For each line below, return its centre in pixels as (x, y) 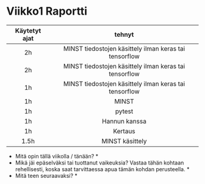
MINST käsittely (124, 141)
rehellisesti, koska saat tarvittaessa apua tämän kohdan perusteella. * (102, 169)
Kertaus (124, 131)
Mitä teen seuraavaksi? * (46, 175)
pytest (124, 111)
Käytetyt (28, 31)
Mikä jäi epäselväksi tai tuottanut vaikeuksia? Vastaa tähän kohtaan (99, 163)
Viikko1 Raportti (47, 11)
